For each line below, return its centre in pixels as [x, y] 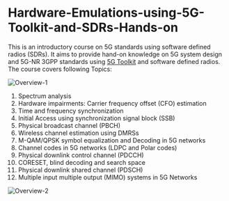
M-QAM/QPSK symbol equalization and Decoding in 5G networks [112, 140]
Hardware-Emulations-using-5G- [106, 13]
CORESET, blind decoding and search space [81, 162]
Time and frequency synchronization [71, 111]
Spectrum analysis [45, 96]
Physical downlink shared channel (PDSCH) [80, 170]
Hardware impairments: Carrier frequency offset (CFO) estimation [112, 103]
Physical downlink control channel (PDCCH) [81, 155]
